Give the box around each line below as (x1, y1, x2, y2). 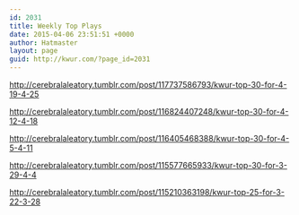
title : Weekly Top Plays (9, 21, 102, 30)
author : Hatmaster (9, 38, 78, 47)
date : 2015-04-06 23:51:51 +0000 (9, 30, 135, 39)
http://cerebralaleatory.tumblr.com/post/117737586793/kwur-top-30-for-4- (9, 80, 287, 90)
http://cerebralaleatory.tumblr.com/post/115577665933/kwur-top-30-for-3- (9, 160, 287, 170)
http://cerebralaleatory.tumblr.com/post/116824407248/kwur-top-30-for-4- (9, 107, 289, 116)
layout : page (9, 47, 58, 56)
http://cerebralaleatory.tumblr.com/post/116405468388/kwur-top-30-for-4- (9, 133, 290, 143)
